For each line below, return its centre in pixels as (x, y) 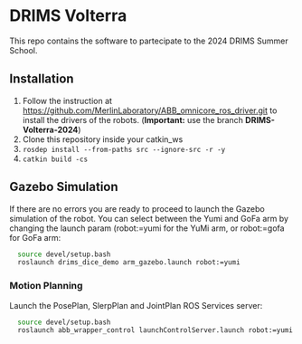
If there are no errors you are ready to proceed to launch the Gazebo (137, 208)
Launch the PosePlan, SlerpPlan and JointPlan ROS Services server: (136, 305)
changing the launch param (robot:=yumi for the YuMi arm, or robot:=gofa (147, 228)
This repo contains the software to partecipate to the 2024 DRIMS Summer (149, 41)
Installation (42, 79)
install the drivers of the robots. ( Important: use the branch (133, 119)
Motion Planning (46, 286)
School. (24, 50)
